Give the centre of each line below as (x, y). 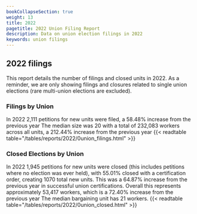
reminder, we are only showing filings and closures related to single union (97, 84)
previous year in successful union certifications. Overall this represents (93, 186)
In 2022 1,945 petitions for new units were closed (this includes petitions (96, 167)
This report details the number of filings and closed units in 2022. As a (93, 78)
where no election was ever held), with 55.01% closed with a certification (96, 173)
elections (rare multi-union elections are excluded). (69, 91)
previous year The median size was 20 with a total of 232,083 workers (93, 126)
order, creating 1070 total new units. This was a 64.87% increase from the (97, 179)
